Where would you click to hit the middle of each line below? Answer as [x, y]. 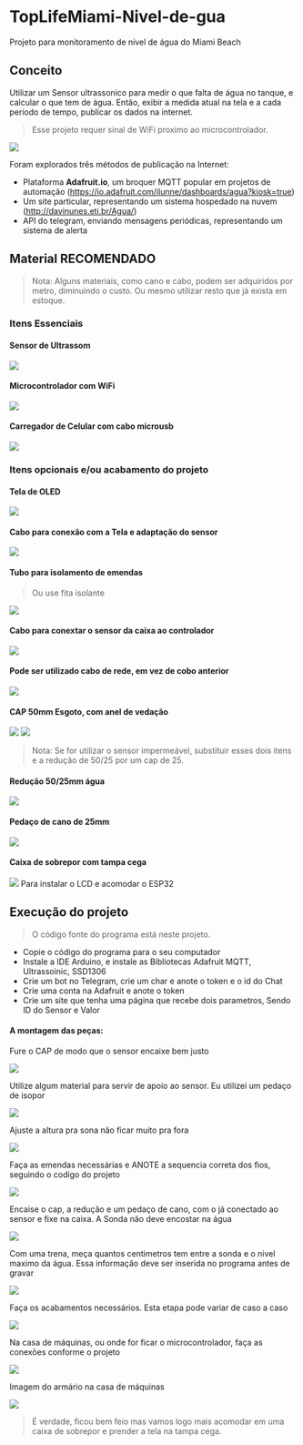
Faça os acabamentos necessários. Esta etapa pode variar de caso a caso [149, 1308]
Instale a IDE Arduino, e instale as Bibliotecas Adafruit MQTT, [137, 962]
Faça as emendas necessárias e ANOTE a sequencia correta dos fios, [140, 1165]
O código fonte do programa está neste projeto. [121, 934]
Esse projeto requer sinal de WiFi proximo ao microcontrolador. [150, 129]
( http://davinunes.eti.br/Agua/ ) [80, 210]
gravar [22, 1273]
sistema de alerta [55, 230]
